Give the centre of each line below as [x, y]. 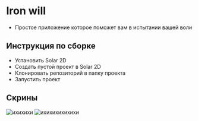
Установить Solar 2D [40, 60]
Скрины [22, 98]
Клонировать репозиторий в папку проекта [70, 73]
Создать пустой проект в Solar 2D [58, 66]
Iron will [26, 11]
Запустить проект [37, 79]
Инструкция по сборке [51, 46]
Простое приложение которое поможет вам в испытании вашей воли [103, 27]
